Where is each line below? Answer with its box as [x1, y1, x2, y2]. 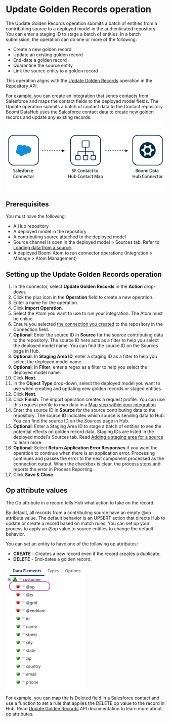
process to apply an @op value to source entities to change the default [6, 525, 154, 532]
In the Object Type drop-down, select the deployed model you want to [13, 380, 161, 387]
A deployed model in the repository [13, 229, 87, 235]
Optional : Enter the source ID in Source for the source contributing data [13, 332, 163, 338]
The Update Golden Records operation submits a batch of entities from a [6, 20, 157, 26]
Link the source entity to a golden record [13, 67, 98, 74]
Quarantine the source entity [13, 62, 73, 68]
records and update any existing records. [6, 114, 92, 120]
